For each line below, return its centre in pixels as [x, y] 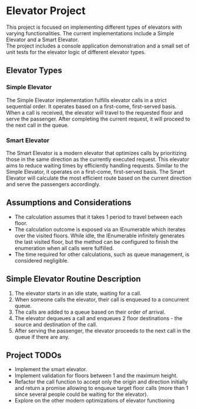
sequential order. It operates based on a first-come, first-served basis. [91, 106]
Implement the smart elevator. [51, 369]
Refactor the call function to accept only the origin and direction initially [101, 382]
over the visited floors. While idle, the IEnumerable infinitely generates [99, 236]
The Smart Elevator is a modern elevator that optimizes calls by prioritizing [96, 153]
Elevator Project [46, 11]
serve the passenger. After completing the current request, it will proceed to [98, 119]
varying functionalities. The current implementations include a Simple [90, 33]
